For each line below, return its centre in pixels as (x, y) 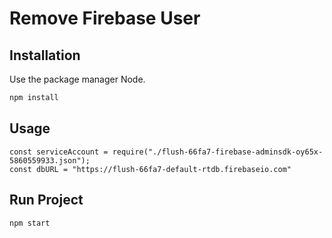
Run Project (46, 200)
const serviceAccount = (59, 152)
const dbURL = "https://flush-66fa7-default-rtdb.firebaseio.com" (150, 169)
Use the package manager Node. (77, 79)
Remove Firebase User (105, 18)
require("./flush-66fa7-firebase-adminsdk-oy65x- (218, 152)
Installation (45, 55)
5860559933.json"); (50, 160)
